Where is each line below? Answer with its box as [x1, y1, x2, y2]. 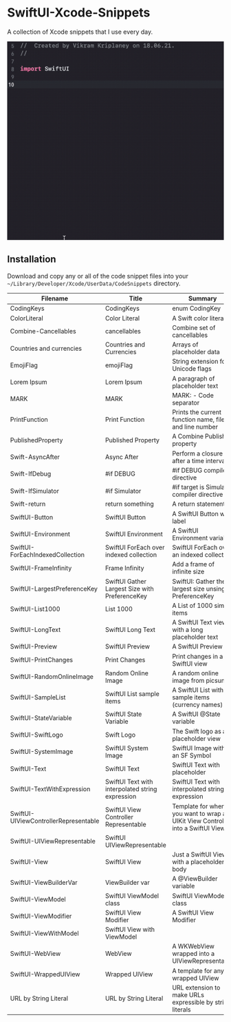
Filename [41, 294, 69, 303]
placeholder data [171, 348, 220, 356]
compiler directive [171, 491, 223, 499]
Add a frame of [171, 560, 215, 569]
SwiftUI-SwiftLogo [10, 730, 63, 739]
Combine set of [171, 323, 216, 331]
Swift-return [10, 500, 46, 508]
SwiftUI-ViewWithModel [10, 929, 79, 937]
